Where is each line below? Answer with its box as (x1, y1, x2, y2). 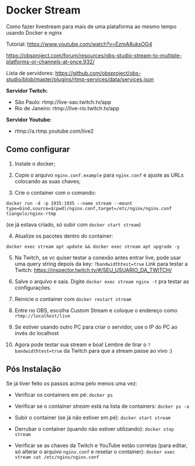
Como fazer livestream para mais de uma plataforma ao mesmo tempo (6, 23, 177, 30)
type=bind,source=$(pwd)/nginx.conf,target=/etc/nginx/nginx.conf (6, 205, 172, 211)
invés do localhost (14, 329, 59, 336)
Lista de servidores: (6, 69, 54, 76)
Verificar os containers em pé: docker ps (14, 391, 113, 398)
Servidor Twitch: (6, 87, 48, 94)
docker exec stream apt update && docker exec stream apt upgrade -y (6, 244, 180, 249)
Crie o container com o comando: (14, 189, 96, 196)
